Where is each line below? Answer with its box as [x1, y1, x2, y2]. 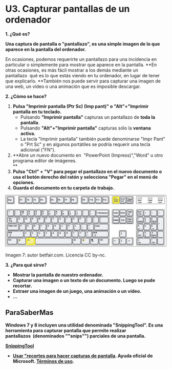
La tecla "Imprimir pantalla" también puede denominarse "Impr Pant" [20, 136, 165, 142]
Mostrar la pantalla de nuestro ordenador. [12, 272, 103, 278]
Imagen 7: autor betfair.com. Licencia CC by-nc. [5, 252, 106, 258]
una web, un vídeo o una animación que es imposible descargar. [5, 83, 141, 90]
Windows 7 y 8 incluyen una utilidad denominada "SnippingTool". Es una [5, 322, 163, 328]
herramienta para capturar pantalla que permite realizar [5, 327, 126, 333]
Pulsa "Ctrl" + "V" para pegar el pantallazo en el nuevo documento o [12, 168, 162, 175]
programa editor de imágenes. [12, 157, 77, 164]
